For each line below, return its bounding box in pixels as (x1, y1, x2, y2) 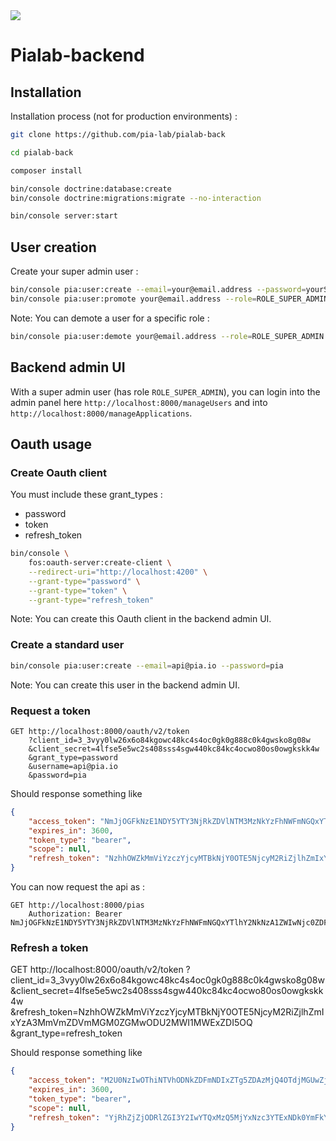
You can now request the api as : (10, 881, 146, 893)
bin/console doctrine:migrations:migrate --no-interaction (10, 193, 262, 203)
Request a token (10, 704, 91, 718)
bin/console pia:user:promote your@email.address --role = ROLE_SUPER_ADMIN (10, 294, 329, 304)
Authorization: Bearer (28, 909, 123, 919)
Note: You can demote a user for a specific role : (10, 312, 210, 324)
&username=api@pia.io (28, 761, 118, 771)
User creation (10, 239, 97, 256)
